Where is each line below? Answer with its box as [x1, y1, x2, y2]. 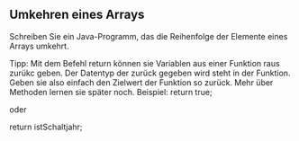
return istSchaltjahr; [9, 121, 83, 132]
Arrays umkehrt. [9, 40, 69, 51]
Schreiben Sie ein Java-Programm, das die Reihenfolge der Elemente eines [9, 31, 288, 41]
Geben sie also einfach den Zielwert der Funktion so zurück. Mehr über [9, 76, 274, 88]
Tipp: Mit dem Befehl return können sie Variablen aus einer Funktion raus [9, 57, 281, 68]
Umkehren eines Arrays [9, 7, 145, 22]
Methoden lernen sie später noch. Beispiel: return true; [9, 86, 213, 97]
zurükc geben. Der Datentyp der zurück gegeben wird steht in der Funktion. [9, 67, 291, 78]
